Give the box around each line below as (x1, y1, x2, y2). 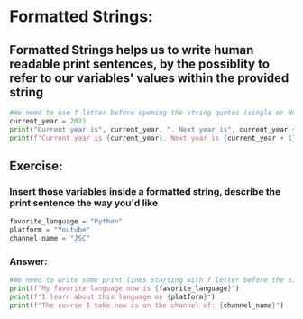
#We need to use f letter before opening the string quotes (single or (9, 108, 284, 117)
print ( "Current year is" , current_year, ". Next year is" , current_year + (9, 124, 297, 134)
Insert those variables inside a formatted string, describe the (9, 185, 281, 197)
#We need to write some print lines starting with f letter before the (9, 276, 284, 285)
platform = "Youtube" (9, 225, 91, 235)
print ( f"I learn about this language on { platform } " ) (9, 292, 216, 301)
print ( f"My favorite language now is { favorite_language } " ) (9, 284, 241, 293)
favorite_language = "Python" (9, 217, 124, 226)
